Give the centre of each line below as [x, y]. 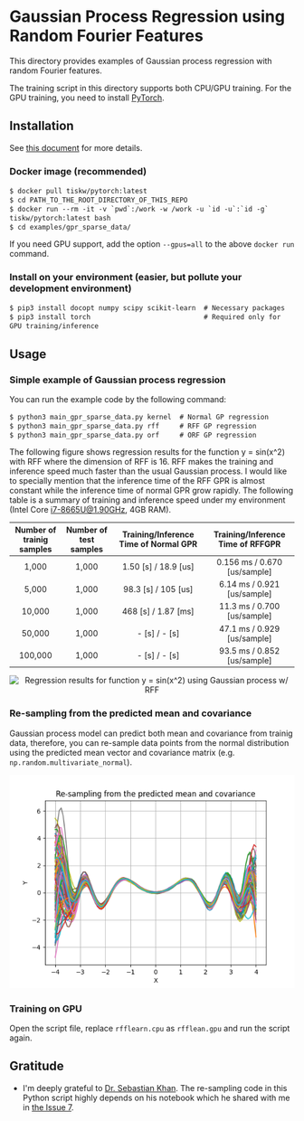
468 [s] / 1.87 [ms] [158, 611]
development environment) [71, 288]
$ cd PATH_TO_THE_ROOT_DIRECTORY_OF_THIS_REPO [99, 201]
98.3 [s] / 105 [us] [158, 589]
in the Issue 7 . [48, 1107]
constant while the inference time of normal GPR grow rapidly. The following [152, 491]
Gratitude [37, 1066]
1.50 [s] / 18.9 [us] [158, 567]
